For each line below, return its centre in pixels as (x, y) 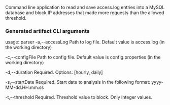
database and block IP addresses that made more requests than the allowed (85, 13)
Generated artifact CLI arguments (47, 31)
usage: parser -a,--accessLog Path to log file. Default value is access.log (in (85, 42)
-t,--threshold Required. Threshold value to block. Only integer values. (79, 97)
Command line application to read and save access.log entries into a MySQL (85, 7)
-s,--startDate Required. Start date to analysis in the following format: (78, 82)
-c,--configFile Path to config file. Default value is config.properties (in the (83, 57)
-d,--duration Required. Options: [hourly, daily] (54, 72)
